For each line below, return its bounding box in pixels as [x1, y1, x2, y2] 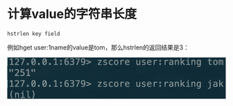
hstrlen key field [7, 30, 60, 37]
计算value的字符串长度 [7, 6, 137, 22]
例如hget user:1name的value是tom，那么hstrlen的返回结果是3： [7, 43, 189, 52]
